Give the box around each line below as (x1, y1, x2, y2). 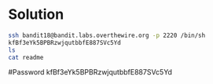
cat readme (8, 53, 44, 61)
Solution (8, 5, 64, 24)
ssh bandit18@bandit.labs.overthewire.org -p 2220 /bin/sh (8, 31, 206, 39)
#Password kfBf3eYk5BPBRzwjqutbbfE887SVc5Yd (8, 68, 173, 77)
